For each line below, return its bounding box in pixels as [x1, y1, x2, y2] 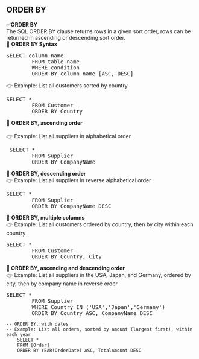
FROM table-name [31, 58, 80, 65]
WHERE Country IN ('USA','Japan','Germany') [31, 303, 166, 310]
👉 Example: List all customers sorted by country [6, 81, 128, 89]
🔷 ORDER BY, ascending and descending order [6, 264, 125, 272]
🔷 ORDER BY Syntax [6, 40, 57, 48]
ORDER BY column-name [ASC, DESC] [31, 70, 134, 77]
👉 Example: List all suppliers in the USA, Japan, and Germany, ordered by [6, 271, 191, 278]
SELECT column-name [6, 52, 64, 59]
